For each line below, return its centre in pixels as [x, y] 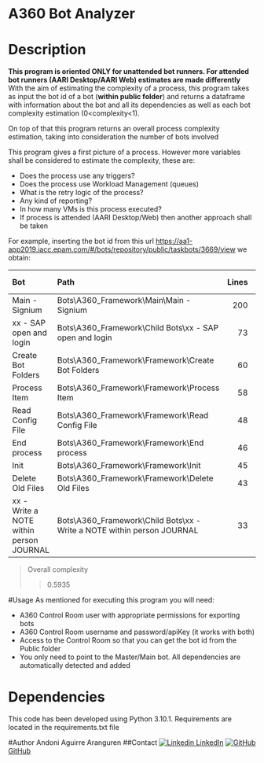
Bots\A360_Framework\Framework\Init [129, 466]
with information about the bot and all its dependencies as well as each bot [130, 105]
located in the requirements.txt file [64, 728]
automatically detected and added [75, 665]
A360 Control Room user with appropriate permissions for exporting [130, 615]
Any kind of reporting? [56, 201]
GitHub [20, 751]
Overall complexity [58, 569]
